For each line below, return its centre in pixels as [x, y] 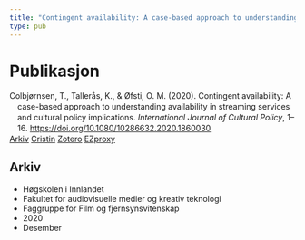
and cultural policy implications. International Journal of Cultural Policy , [152, 118]
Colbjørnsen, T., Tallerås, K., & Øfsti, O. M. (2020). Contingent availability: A [151, 96]
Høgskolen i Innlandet [63, 189]
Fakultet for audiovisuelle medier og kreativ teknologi [122, 198]
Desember [42, 227]
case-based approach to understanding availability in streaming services [154, 107]
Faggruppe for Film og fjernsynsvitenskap [101, 208]
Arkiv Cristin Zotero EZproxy [63, 139]
